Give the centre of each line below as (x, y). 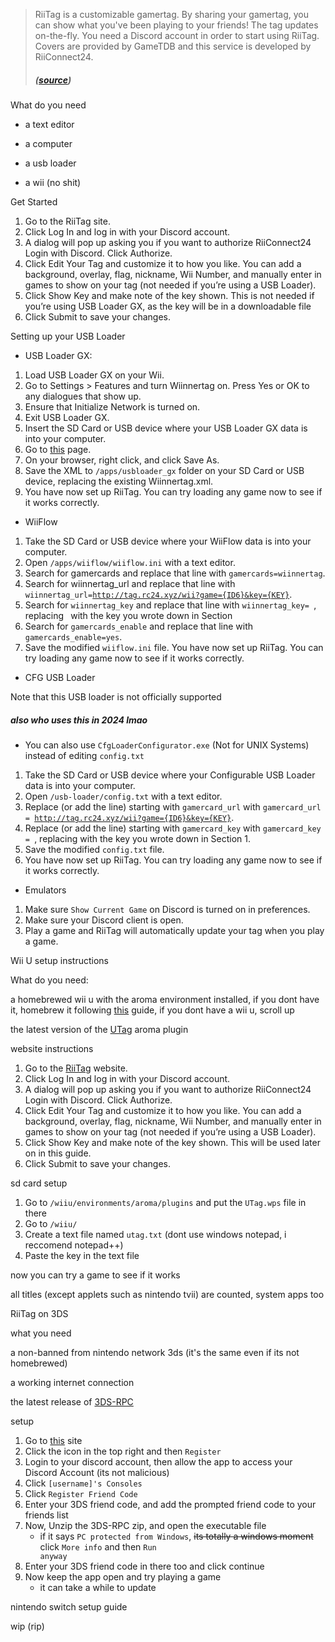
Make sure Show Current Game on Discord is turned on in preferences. (167, 909)
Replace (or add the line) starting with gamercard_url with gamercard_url (173, 806)
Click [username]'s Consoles (83, 1483)
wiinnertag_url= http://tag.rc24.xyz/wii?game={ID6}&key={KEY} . (158, 594)
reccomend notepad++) (74, 1245)
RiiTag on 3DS (39, 1313)
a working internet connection (72, 1382)
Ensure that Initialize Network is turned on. (112, 406)
